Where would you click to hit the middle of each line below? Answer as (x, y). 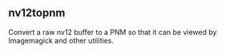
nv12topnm (37, 13)
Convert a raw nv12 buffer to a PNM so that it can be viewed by (113, 32)
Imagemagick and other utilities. (61, 40)
